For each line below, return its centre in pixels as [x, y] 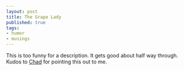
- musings [18, 39]
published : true [26, 22]
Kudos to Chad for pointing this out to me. [57, 62]
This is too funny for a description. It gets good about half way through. [92, 55]
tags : [13, 28]
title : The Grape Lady [34, 17]
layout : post [22, 11]
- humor [16, 33]
